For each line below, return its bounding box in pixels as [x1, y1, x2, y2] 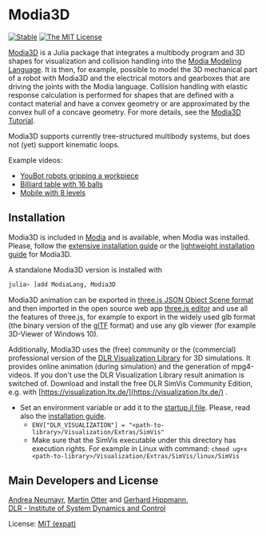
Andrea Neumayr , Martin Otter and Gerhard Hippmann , [8, 495, 189, 505]
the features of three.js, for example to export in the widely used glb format [8, 312, 256, 321]
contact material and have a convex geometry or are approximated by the [8, 99, 250, 108]
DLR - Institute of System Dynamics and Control [8, 503, 166, 514]
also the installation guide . [19, 411, 106, 421]
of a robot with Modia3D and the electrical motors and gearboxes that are [8, 73, 251, 83]
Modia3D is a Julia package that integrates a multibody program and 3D [8, 47, 245, 57]
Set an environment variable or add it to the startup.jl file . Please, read [19, 402, 250, 412]
